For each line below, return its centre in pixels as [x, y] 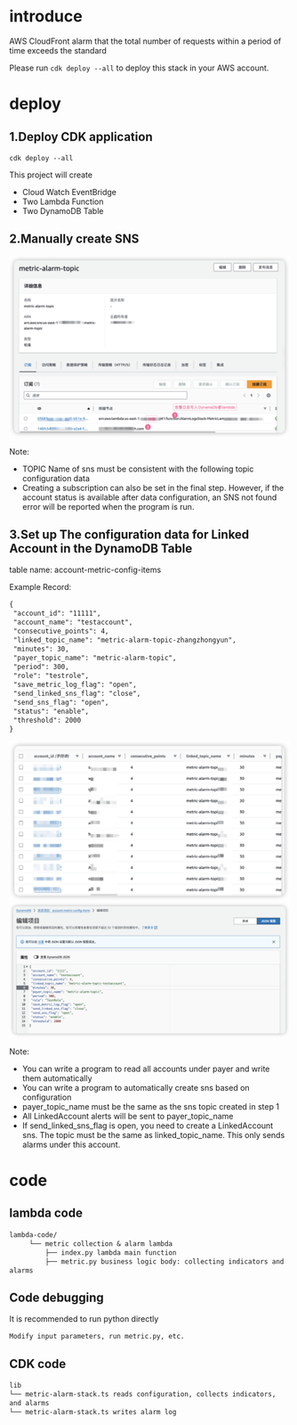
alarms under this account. [71, 1144]
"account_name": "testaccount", [73, 622]
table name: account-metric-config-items [85, 570]
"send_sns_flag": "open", [61, 703]
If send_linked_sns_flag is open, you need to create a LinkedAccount [148, 1126]
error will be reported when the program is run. [108, 506]
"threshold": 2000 [47, 721]
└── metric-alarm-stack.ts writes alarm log [93, 1413]
